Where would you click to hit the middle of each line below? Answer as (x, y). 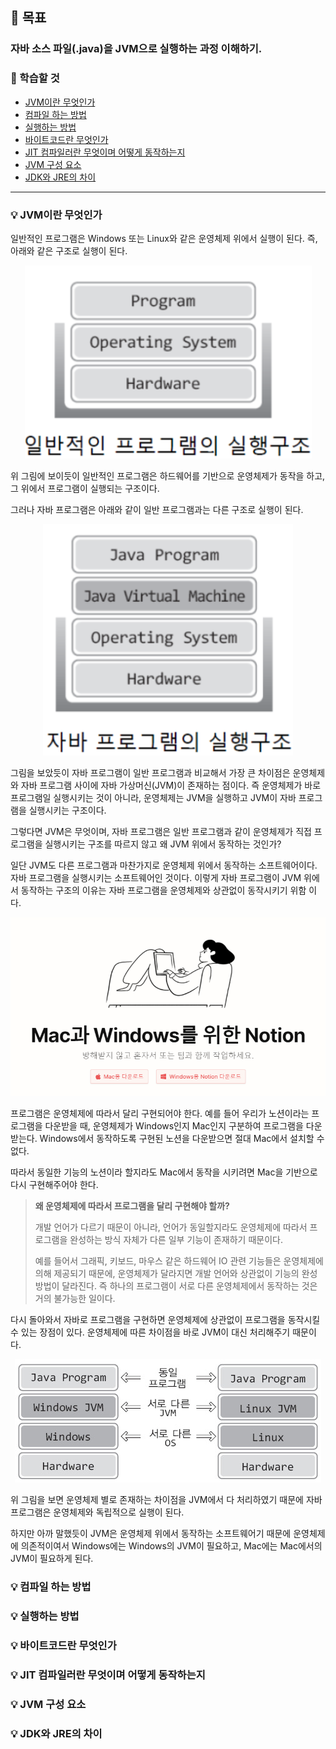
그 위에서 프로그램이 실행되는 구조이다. (85, 488)
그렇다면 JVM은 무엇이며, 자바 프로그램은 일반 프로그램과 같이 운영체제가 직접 (161, 831)
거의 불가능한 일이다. (75, 1299)
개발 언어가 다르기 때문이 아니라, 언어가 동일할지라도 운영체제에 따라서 (171, 1227)
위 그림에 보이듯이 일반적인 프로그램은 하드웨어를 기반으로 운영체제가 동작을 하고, (168, 475)
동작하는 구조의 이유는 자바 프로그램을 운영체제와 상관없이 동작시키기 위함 (163, 890)
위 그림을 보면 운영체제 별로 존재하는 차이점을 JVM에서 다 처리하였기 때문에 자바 (166, 1500)
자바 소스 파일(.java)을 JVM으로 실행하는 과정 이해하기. (136, 49)
